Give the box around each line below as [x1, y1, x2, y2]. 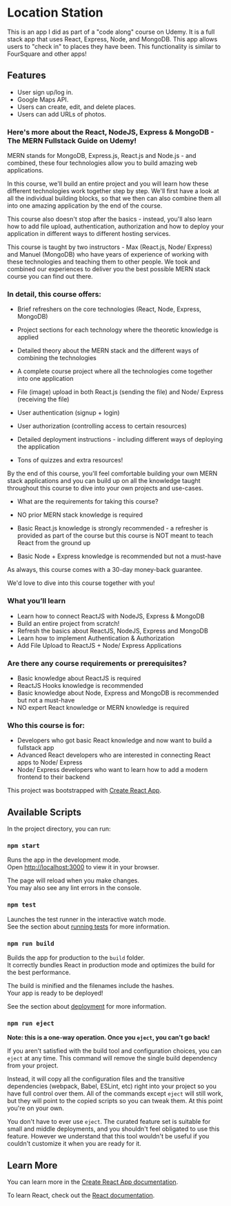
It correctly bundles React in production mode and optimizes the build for [7, 960, 215, 969]
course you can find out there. [7, 273, 93, 281]
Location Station [7, 5, 103, 21]
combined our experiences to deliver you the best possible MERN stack [7, 265, 210, 273]
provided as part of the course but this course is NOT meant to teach [17, 531, 214, 540]
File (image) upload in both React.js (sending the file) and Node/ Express [17, 388, 224, 396]
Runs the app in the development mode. [7, 856, 121, 864]
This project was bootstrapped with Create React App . [7, 787, 162, 795]
